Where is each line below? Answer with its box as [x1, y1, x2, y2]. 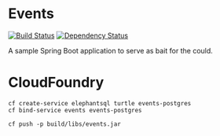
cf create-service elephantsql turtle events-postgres [8, 99, 192, 107]
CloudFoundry [8, 74, 104, 91]
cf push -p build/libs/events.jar [8, 119, 122, 128]
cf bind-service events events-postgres [8, 106, 143, 114]
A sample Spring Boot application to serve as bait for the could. [8, 46, 214, 55]
